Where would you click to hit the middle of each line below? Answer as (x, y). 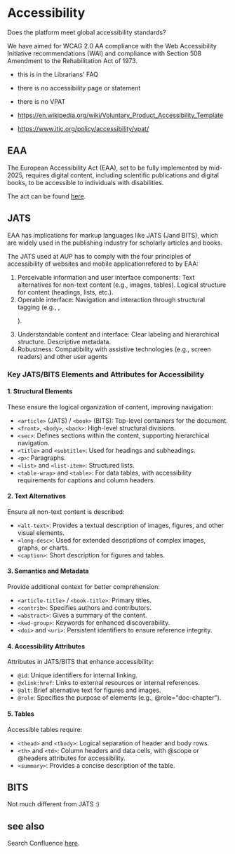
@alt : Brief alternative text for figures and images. (89, 690)
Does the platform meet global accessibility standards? (87, 32)
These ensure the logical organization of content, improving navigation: (110, 407)
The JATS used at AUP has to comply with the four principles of (99, 256)
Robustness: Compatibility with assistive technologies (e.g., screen (114, 349)
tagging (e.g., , (39, 307)
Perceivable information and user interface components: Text (106, 277)
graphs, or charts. (43, 548)
